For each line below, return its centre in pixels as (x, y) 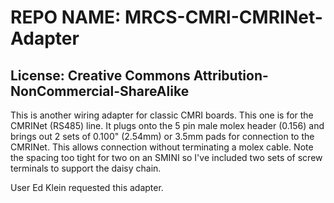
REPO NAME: (66, 17)
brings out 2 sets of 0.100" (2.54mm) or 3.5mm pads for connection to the (162, 136)
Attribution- (231, 75)
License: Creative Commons (100, 75)
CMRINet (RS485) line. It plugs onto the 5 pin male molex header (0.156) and (167, 125)
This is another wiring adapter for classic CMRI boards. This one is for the (162, 115)
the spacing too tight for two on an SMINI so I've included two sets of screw (166, 157)
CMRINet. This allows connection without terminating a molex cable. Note (162, 147)
